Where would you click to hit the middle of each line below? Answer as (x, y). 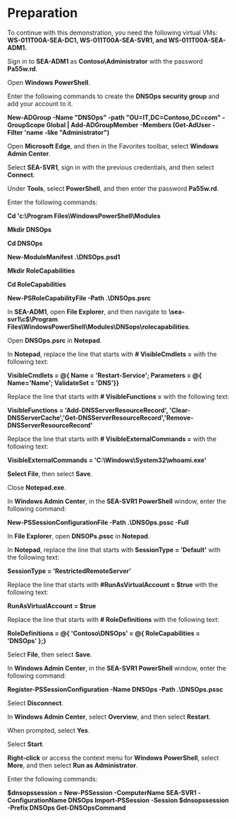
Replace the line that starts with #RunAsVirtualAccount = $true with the (113, 584)
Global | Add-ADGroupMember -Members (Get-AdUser (129, 124)
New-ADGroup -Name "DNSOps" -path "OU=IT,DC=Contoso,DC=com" (114, 117)
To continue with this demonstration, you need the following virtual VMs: (112, 33)
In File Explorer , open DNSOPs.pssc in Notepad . (79, 536)
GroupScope (26, 124)
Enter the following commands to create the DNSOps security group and (113, 96)
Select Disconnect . (35, 703)
